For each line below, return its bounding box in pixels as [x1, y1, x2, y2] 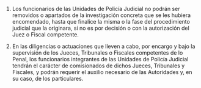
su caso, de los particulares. [12, 75, 84, 82]
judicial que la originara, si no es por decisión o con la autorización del [12, 24, 189, 32]
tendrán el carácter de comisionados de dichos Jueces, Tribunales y [12, 62, 185, 69]
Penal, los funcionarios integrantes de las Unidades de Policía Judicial [12, 56, 189, 63]
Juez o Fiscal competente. [12, 31, 79, 38]
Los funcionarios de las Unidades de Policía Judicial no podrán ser [12, 5, 180, 12]
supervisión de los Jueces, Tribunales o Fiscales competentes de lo [12, 49, 183, 56]
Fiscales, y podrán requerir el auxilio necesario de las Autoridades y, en [12, 69, 192, 75]
